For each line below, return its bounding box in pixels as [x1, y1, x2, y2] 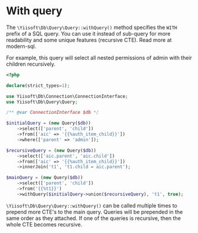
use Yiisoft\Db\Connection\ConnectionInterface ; [6, 93, 128, 99]
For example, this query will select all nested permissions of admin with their [6, 54, 192, 61]
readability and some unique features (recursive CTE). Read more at [6, 36, 172, 43]
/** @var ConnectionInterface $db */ [6, 110, 99, 116]
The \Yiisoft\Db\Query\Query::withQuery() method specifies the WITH [6, 24, 177, 31]
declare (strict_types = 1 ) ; [6, 82, 70, 88]
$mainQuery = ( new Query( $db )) [6, 175, 83, 181]
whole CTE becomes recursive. [6, 221, 83, 228]
